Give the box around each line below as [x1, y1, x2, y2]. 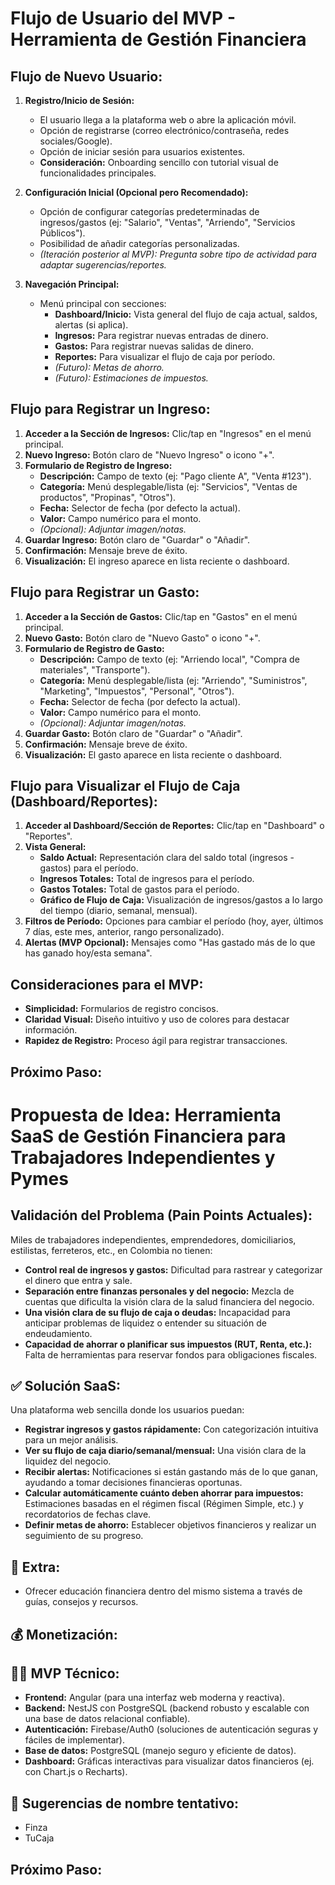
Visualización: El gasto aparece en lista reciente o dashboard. [24, 748, 283, 761]
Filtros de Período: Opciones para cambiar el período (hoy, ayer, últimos [24, 915, 324, 927]
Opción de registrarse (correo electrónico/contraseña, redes [39, 125, 290, 136]
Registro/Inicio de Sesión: [24, 95, 135, 106]
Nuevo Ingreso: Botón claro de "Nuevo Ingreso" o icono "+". [24, 448, 275, 461]
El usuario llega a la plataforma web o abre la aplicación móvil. [39, 114, 297, 126]
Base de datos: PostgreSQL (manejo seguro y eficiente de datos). [24, 1745, 297, 1757]
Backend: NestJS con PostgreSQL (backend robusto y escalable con [24, 1702, 310, 1714]
